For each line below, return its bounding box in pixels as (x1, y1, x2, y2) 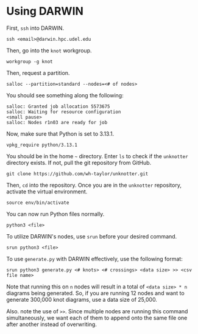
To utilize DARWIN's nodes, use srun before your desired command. (6, 232, 177, 240)
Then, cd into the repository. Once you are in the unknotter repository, (6, 181, 182, 189)
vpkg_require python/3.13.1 (6, 142, 78, 148)
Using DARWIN (6, 4, 84, 18)
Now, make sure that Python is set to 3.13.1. (6, 130, 115, 137)
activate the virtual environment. (6, 187, 88, 195)
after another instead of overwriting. (6, 321, 97, 328)
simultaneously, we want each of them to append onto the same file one (6, 314, 188, 321)
